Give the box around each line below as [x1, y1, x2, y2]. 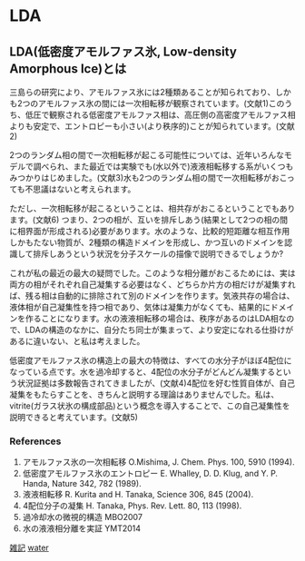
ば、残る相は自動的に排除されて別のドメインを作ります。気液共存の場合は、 [9, 290, 295, 300]
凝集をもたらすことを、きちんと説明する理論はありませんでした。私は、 [9, 389, 280, 399]
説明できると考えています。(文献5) [9, 412, 139, 422]
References [9, 435, 62, 448]
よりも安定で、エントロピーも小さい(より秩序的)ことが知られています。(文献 [9, 121, 295, 132]
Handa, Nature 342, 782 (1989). [22, 478, 143, 489]
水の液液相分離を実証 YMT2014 [22, 523, 142, 534]
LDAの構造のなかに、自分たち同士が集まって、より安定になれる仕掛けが [25, 324, 293, 335]
